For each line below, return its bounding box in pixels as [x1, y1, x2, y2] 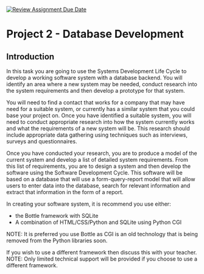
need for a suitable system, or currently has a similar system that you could [6, 106, 195, 112]
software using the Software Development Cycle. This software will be [6, 169, 183, 176]
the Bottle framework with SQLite [15, 212, 99, 219]
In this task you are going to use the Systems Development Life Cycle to [6, 68, 187, 74]
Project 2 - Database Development [6, 27, 184, 41]
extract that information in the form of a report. [6, 189, 124, 195]
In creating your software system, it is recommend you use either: [6, 200, 172, 207]
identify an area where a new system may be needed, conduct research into [6, 81, 198, 88]
